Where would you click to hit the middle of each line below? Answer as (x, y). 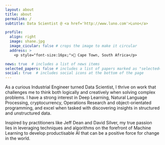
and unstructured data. (28, 113)
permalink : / (18, 19)
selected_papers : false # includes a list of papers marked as (71, 69)
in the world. (18, 139)
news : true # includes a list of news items (52, 64)
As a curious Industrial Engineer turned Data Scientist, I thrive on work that (81, 87)
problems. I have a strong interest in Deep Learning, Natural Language (76, 98)
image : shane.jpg (27, 42)
